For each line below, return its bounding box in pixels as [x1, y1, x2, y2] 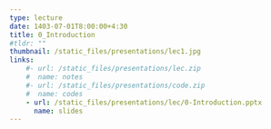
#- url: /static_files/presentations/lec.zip [25, 64, 202, 74]
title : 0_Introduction [9, 30, 95, 39]
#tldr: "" [9, 38, 47, 48]
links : [9, 55, 35, 64]
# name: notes [25, 73, 84, 82]
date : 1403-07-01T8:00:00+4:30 [9, 22, 128, 31]
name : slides [33, 106, 84, 115]
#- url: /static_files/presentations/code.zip [25, 81, 206, 90]
